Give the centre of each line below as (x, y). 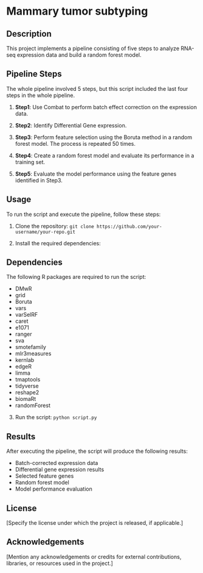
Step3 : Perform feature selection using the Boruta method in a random (104, 137)
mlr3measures (33, 354)
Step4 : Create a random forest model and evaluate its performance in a (105, 155)
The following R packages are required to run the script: (76, 277)
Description (29, 34)
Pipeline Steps (34, 74)
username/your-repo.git (45, 232)
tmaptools (28, 380)
